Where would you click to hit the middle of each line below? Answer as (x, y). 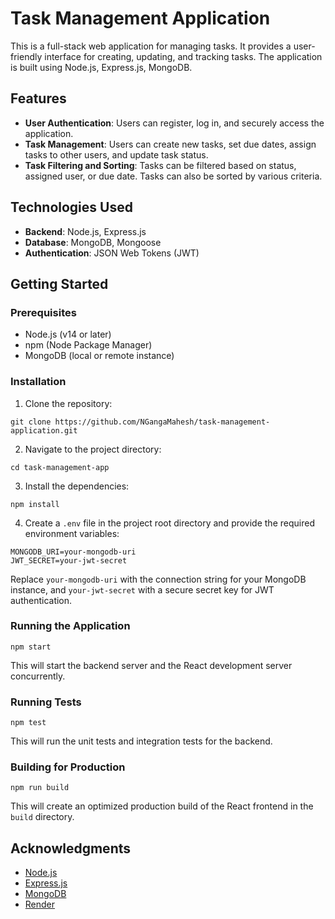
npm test (28, 723)
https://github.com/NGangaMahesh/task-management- (162, 422)
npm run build (40, 788)
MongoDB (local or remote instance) (99, 356)
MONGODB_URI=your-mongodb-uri (73, 552)
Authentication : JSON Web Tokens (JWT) (112, 253)
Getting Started (59, 283)
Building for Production (68, 767)
